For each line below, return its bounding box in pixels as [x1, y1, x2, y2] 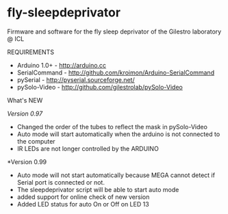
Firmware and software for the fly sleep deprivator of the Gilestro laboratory [7, 27, 222, 36]
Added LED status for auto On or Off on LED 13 [16, 200, 149, 208]
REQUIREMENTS [7, 48, 55, 56]
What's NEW [7, 96, 43, 104]
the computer [16, 137, 56, 145]
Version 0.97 [7, 109, 43, 118]
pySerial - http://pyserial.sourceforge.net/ [16, 75, 135, 83]
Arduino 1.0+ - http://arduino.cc [16, 61, 107, 69]
